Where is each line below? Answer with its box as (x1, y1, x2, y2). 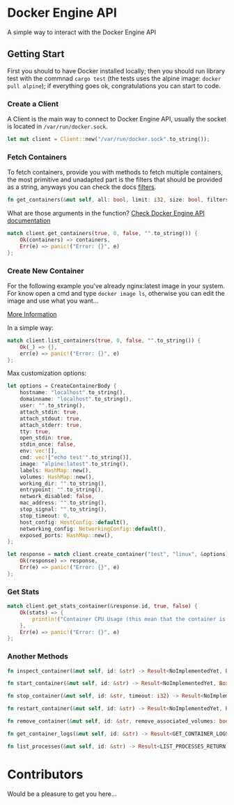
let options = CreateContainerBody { (7, 382, 117, 390)
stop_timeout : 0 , (19, 512, 70, 519)
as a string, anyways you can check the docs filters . (7, 183, 157, 191)
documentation (7, 216, 51, 225)
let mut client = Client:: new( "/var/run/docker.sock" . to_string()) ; (7, 136, 210, 143)
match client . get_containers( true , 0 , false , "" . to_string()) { (7, 230, 198, 237)
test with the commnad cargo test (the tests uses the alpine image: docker (7, 74, 221, 82)
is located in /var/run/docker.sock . (7, 122, 108, 130)
